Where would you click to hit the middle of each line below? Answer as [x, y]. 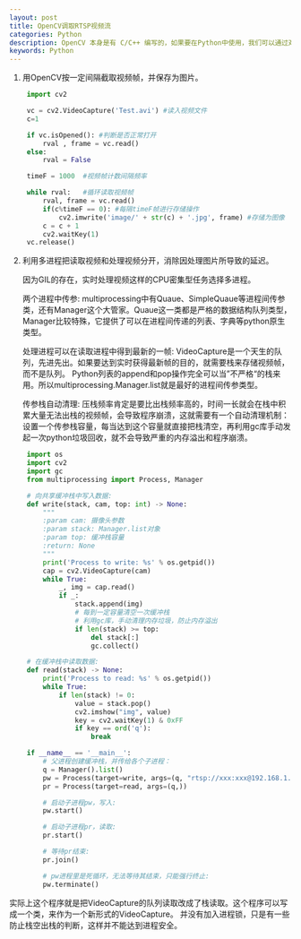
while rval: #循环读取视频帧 [80, 193]
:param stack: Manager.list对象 [102, 530]
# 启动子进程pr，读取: [79, 827]
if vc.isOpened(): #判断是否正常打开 [91, 135]
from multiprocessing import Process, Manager [115, 479]
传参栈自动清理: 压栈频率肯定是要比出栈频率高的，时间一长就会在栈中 [150, 404]
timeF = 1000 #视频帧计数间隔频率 [87, 177]
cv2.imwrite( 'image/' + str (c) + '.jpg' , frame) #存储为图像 [172, 217]
